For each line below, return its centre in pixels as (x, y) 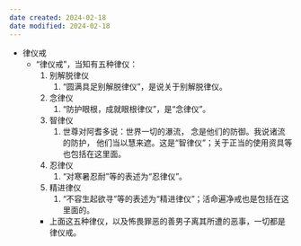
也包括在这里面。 (94, 154)
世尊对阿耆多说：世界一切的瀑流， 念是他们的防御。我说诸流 (174, 131)
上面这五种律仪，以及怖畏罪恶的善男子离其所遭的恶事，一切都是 (167, 221)
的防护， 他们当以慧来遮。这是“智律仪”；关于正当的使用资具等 (177, 142)
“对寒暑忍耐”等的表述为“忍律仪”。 (124, 176)
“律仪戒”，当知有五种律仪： (86, 64)
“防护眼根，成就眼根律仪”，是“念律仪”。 (137, 109)
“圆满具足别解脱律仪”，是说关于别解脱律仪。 (145, 86)
